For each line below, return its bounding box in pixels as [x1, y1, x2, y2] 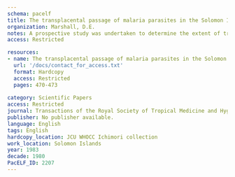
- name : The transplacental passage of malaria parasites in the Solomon [7, 55, 227, 63]
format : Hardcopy [13, 68, 64, 76]
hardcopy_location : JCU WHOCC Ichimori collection [7, 134, 158, 141]
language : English [7, 120, 61, 127]
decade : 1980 [7, 153, 45, 160]
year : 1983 [7, 146, 39, 154]
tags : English [7, 127, 49, 134]
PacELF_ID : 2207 [7, 160, 55, 167]
